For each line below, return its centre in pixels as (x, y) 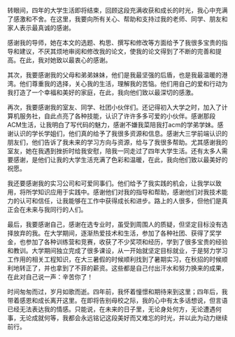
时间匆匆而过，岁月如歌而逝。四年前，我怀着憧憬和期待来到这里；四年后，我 (117, 292)
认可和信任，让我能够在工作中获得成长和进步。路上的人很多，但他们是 (120, 201)
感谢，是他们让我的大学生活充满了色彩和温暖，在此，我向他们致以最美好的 (120, 160)
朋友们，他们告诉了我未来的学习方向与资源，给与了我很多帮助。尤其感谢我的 (117, 142)
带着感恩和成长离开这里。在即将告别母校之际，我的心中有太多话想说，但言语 (117, 300)
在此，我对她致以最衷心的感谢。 (65, 60)
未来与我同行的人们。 (56, 209)
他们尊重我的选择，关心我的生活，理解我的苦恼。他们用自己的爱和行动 (120, 84)
